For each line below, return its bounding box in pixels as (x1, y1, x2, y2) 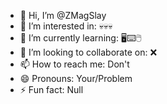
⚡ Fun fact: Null (19, 84, 84, 95)
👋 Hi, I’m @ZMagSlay (19, 10, 107, 21)
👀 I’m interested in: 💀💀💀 (19, 20, 113, 32)
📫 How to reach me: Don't (19, 58, 130, 70)
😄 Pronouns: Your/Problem (19, 73, 133, 84)
